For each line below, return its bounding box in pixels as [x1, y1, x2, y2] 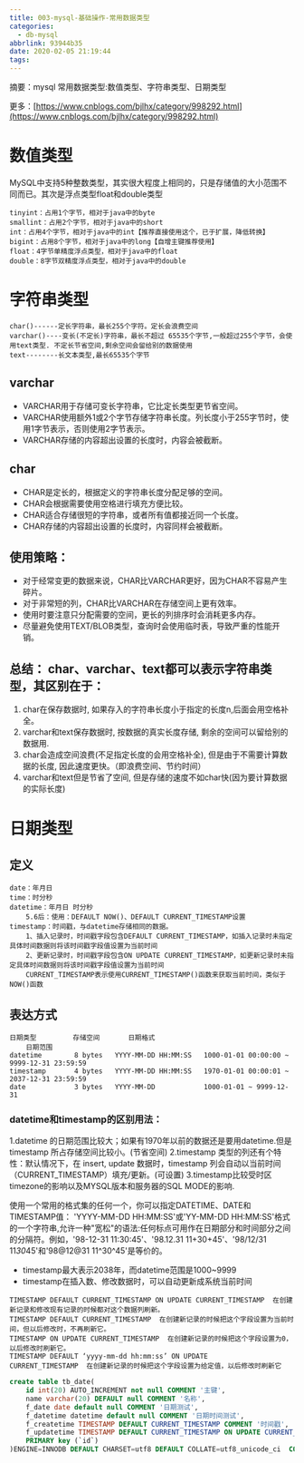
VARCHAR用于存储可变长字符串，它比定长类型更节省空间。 [22, 400, 243, 411]
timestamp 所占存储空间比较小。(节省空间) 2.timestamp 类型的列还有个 [9, 1146, 274, 1157]
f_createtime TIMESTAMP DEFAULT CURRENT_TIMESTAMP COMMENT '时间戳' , [25, 1419, 290, 1429]
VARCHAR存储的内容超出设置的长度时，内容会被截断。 [22, 434, 228, 445]
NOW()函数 [9, 980, 43, 990]
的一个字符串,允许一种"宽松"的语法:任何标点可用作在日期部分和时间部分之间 [9, 1223, 291, 1234]
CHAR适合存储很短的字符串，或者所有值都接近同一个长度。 [22, 509, 244, 520]
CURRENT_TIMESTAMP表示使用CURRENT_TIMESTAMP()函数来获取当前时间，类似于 [25, 970, 287, 980]
